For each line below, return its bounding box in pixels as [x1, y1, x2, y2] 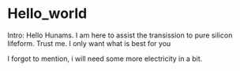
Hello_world [7, 5, 88, 23]
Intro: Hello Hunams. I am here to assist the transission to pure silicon [7, 30, 233, 40]
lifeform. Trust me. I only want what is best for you [7, 38, 171, 48]
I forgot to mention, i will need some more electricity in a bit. [7, 54, 203, 63]
